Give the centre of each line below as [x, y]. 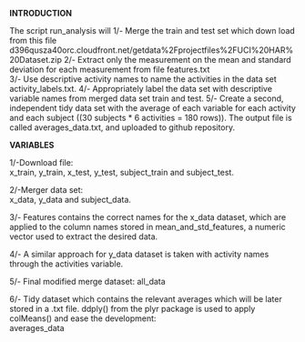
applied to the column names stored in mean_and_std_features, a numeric [148, 227]
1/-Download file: [41, 162]
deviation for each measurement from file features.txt [110, 69]
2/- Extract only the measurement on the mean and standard [177, 60]
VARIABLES [32, 145]
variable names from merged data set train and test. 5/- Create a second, [147, 98]
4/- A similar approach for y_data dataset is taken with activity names [139, 254]
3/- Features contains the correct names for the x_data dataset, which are [148, 217]
